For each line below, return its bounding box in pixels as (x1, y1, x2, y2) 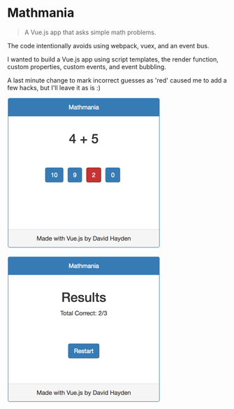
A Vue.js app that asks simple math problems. (24, 28, 156, 36)
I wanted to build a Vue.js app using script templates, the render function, (7, 55, 219, 64)
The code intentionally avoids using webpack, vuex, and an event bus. (7, 41, 210, 50)
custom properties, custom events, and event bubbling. (7, 62, 166, 71)
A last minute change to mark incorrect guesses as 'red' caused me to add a (7, 76, 227, 85)
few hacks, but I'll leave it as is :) (7, 83, 101, 92)
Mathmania (7, 5, 75, 21)
